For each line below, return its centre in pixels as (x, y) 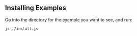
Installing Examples (36, 8)
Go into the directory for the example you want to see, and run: (69, 19)
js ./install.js (22, 29)
